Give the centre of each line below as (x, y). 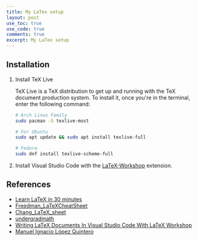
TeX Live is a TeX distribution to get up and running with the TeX (95, 91)
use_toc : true (24, 23)
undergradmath (35, 219)
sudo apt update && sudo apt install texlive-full (80, 137)
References (29, 185)
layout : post (23, 18)
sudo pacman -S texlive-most (52, 121)
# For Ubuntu (32, 132)
